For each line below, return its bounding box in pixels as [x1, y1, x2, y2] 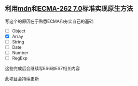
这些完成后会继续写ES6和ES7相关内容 [5, 66, 80, 72]
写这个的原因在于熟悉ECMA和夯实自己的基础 [5, 18, 94, 24]
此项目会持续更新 [5, 76, 39, 82]
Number [12, 50, 28, 56]
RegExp [12, 55, 28, 61]
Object [12, 28, 26, 34]
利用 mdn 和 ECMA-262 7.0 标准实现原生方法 [5, 4, 133, 13]
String [12, 39, 24, 44]
